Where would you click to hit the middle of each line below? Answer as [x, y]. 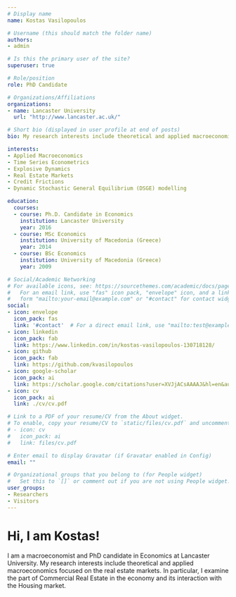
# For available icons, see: [50, 286]
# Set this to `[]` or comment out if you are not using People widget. [119, 481]
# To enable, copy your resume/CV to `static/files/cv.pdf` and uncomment [119, 424]
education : [23, 202]
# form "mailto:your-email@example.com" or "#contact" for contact [111, 299]
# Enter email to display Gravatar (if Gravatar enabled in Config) [110, 455]
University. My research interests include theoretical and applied [101, 563]
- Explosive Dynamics [39, 169]
